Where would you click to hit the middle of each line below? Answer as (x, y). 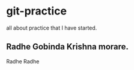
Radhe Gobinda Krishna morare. (68, 47)
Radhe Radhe (23, 61)
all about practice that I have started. (52, 28)
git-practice (37, 11)
